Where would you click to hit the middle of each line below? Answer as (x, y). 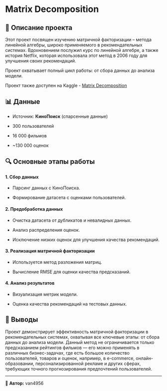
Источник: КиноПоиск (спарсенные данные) (60, 116)
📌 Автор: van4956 (24, 383)
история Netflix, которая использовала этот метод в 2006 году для (76, 55)
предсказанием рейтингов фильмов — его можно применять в (72, 348)
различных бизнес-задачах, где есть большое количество (68, 353)
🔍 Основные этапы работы (50, 162)
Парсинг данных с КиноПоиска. (46, 188)
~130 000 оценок (30, 145)
